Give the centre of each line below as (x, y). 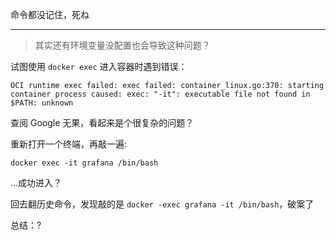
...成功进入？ (36, 182)
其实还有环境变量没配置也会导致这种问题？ (122, 45)
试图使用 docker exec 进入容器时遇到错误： (99, 66)
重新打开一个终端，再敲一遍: (69, 144)
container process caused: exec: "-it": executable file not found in (160, 94)
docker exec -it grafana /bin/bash (84, 163)
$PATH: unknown (42, 103)
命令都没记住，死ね (50, 14)
